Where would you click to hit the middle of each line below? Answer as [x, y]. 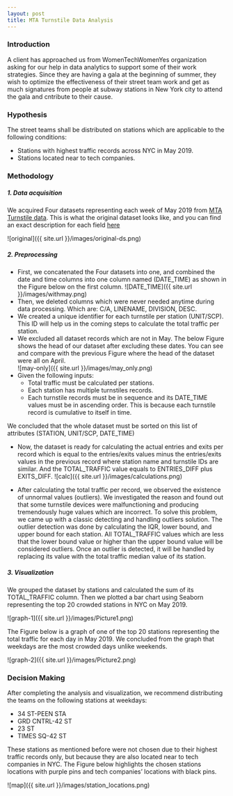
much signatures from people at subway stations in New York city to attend [115, 89]
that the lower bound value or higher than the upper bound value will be [120, 541]
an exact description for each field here [64, 225]
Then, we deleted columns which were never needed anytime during [115, 301]
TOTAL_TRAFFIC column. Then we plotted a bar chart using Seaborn [105, 597]
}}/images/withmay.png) [52, 294]
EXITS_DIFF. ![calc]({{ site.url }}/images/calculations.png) [100, 476]
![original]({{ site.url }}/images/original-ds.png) [74, 238]
